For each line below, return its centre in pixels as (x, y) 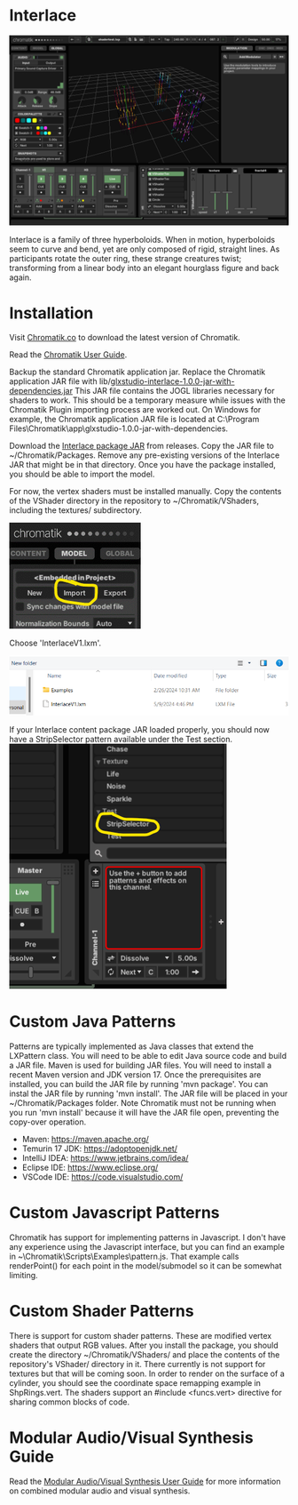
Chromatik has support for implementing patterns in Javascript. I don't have (148, 1237)
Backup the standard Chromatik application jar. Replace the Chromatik (137, 372)
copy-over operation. (48, 1122)
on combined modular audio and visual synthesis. (100, 1491)
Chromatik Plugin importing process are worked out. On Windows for (135, 410)
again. (21, 277)
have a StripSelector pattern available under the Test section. (121, 740)
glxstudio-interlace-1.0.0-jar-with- (173, 381)
